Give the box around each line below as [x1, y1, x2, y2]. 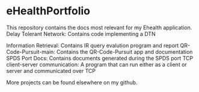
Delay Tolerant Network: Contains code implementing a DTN [6, 30, 156, 37]
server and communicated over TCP [6, 67, 96, 74]
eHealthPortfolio [6, 4, 91, 18]
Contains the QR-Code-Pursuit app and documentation [56, 48, 193, 55]
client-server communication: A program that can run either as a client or [6, 61, 188, 68]
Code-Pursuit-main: [6, 48, 55, 55]
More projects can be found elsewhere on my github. [6, 79, 138, 86]
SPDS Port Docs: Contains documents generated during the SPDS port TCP [6, 54, 194, 62]
